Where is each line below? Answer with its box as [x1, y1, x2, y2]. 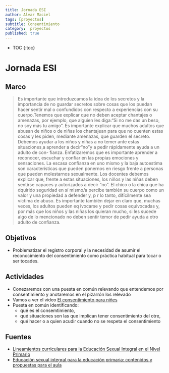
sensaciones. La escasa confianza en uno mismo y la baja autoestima [17, 160, 163, 166]
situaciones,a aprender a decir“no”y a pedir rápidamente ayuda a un [17, 144, 160, 150]
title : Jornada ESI [5, 7, 46, 13]
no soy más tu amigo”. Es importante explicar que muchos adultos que [17, 123, 164, 129]
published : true [5, 31, 39, 36]
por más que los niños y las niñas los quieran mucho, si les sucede [17, 208, 156, 215]
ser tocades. [12, 258, 39, 264]
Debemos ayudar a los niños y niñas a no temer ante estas [17, 139, 140, 144]
